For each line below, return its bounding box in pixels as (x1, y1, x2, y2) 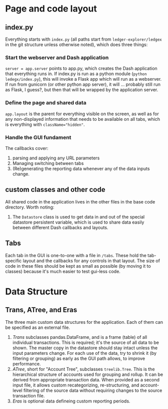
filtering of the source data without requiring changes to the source (23, 387, 162, 393)
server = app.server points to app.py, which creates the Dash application (5, 66, 158, 72)
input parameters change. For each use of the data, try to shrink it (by (12, 350, 157, 356)
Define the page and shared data (5, 99, 87, 106)
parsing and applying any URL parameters (12, 155, 100, 161)
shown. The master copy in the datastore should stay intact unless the (12, 344, 158, 351)
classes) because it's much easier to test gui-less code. (5, 268, 121, 274)
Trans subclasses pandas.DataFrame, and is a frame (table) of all (12, 334, 147, 340)
